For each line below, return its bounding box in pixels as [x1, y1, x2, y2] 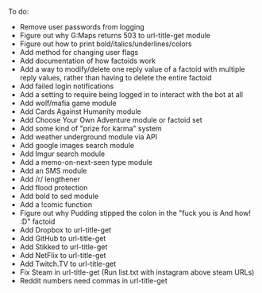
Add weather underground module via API [19, 132, 157, 142]
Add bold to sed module [19, 191, 99, 201]
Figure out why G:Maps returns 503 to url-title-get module [19, 31, 210, 40]
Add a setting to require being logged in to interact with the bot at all [19, 90, 244, 99]
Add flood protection [19, 183, 88, 192]
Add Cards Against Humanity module [19, 107, 141, 116]
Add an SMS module [19, 166, 87, 175]
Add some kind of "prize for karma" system [19, 123, 163, 133]
